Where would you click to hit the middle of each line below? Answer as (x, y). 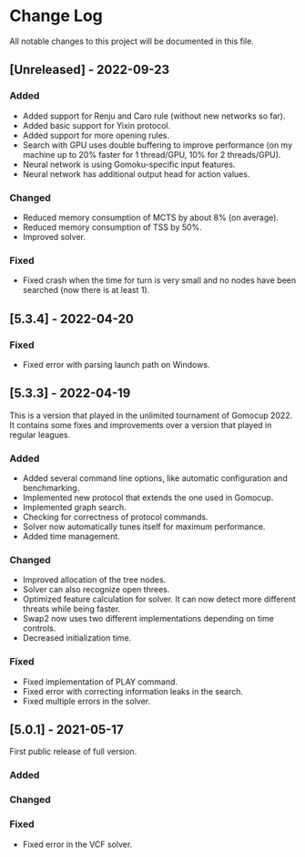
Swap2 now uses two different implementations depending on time (148, 619)
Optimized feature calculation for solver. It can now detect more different (159, 600)
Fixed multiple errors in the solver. (86, 701)
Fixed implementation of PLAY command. (100, 682)
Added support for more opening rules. (96, 135)
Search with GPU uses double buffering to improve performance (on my (158, 145)
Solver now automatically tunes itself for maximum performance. (144, 527)
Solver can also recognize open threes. (96, 590)
